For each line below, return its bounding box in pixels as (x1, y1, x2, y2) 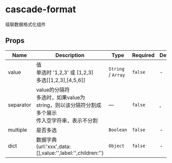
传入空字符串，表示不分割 (36, 117, 98, 124)
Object (108, 142, 124, 149)
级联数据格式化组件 (5, 21, 46, 27)
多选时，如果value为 (36, 94, 85, 101)
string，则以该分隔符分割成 (36, 101, 101, 109)
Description (55, 51, 84, 58)
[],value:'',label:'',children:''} (36, 149, 104, 156)
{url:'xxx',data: (36, 142, 71, 150)
